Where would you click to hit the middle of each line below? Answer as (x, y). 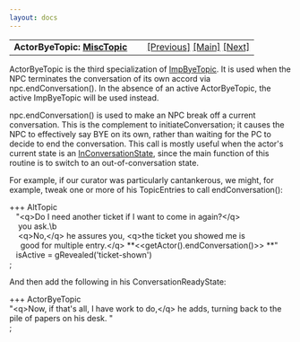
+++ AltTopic (34, 206)
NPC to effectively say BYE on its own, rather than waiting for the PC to (140, 134)
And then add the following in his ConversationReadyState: (118, 281)
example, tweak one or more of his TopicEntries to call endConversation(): (146, 189)
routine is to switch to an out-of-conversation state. (104, 162)
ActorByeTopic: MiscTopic (71, 47)
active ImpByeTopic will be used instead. (84, 97)
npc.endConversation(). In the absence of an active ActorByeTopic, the (140, 88)
